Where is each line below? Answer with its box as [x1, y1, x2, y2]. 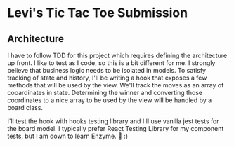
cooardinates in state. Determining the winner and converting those [7, 89, 203, 97]
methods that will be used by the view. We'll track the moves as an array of [7, 81, 224, 89]
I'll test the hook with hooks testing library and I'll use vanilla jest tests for [7, 117, 219, 125]
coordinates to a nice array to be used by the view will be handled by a [7, 96, 212, 104]
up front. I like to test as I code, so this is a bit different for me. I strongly [7, 59, 216, 67]
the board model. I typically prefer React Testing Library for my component [7, 125, 224, 132]
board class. [7, 104, 44, 111]
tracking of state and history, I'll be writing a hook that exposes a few [7, 73, 207, 82]
